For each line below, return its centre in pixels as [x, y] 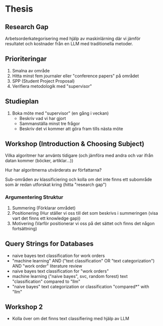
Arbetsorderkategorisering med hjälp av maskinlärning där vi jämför [73, 38]
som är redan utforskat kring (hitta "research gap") [56, 185]
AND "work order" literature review [47, 266]
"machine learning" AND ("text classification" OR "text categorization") [83, 260]
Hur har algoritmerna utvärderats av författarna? [54, 170]
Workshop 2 [24, 307]
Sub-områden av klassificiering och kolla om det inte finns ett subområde [79, 180]
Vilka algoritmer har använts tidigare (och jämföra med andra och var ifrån [79, 155]
